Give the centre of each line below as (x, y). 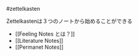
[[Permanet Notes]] (39, 47)
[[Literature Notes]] (39, 41)
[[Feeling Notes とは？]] (45, 34)
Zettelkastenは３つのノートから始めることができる (70, 21)
